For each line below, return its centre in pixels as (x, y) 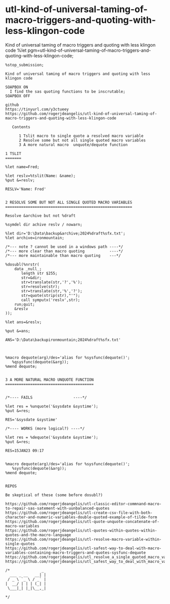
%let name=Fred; (22, 167)
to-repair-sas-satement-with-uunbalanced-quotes (57, 508)
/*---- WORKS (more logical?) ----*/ (45, 428)
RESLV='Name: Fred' (26, 189)
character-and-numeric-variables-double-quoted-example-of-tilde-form (81, 517)
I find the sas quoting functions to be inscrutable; (68, 91)
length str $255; (39, 273)
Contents (21, 127)
